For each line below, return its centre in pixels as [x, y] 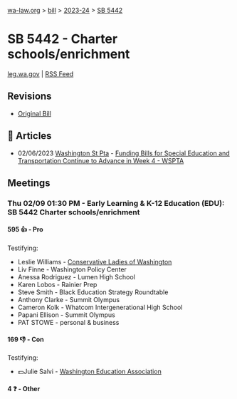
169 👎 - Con [26, 339]
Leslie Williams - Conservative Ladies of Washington [95, 262]
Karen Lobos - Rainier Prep [57, 285]
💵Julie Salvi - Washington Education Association [89, 372]
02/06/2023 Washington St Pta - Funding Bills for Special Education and [123, 153]
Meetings [29, 183]
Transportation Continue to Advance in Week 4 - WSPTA [101, 160]
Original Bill [35, 113]
